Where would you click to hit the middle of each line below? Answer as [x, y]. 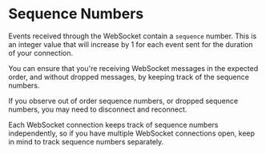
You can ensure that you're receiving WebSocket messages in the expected [133, 68]
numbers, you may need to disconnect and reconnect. [98, 109]
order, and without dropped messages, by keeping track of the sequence [129, 77]
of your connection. [41, 53]
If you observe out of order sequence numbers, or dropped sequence [123, 101]
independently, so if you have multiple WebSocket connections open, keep [131, 133]
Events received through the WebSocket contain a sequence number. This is [133, 36]
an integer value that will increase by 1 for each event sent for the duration [131, 44]
